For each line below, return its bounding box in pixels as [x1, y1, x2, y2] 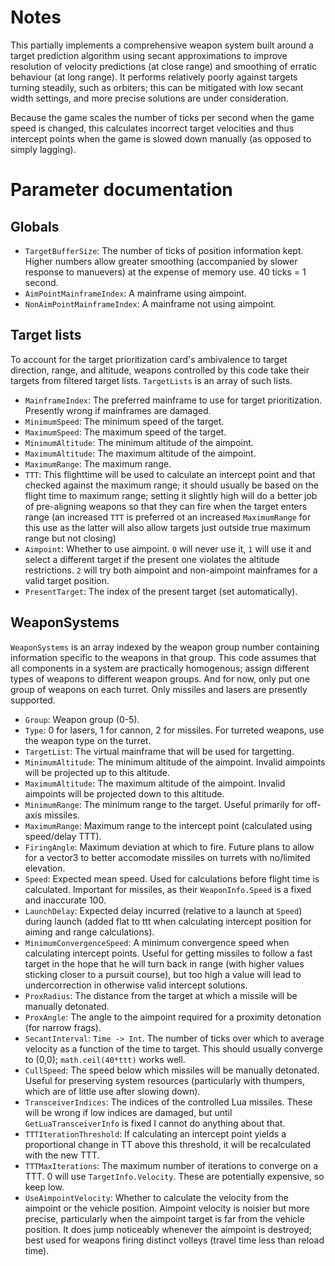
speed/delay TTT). [24, 830, 102, 842]
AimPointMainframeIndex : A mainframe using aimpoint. [24, 287, 247, 299]
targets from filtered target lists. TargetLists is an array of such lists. [10, 374, 293, 386]
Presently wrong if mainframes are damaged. [24, 404, 212, 416]
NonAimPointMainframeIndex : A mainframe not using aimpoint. [24, 297, 277, 310]
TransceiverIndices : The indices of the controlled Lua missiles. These [24, 1096, 313, 1108]
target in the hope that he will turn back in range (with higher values [24, 957, 305, 970]
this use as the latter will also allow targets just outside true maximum [24, 521, 312, 533]
